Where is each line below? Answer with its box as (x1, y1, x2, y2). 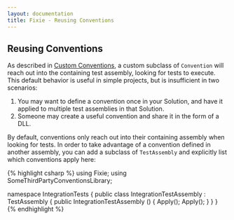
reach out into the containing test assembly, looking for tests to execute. (7, 69, 216, 77)
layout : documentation (7, 10, 74, 18)
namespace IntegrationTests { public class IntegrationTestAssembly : (7, 190, 206, 198)
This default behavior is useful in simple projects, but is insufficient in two (7, 76, 219, 85)
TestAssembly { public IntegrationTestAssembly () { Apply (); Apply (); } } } (7, 198, 219, 206)
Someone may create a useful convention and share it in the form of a (17, 112, 219, 121)
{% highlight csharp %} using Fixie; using (7, 169, 128, 177)
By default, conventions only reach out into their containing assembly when (7, 133, 226, 142)
